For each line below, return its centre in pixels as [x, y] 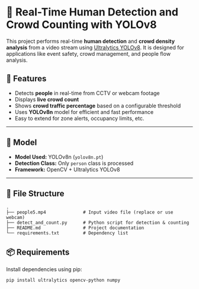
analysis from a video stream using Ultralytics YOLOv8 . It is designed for [95, 47]
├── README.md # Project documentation [75, 228]
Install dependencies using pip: [44, 269]
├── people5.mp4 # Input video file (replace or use [90, 212]
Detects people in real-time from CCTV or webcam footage [87, 93]
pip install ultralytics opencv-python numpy [63, 280]
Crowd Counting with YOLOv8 [81, 25]
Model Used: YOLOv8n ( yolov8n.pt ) [59, 157]
